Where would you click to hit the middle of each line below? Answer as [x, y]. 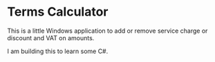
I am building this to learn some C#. [58, 51]
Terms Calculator [58, 12]
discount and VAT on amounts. [51, 37]
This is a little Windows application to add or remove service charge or [107, 31]
